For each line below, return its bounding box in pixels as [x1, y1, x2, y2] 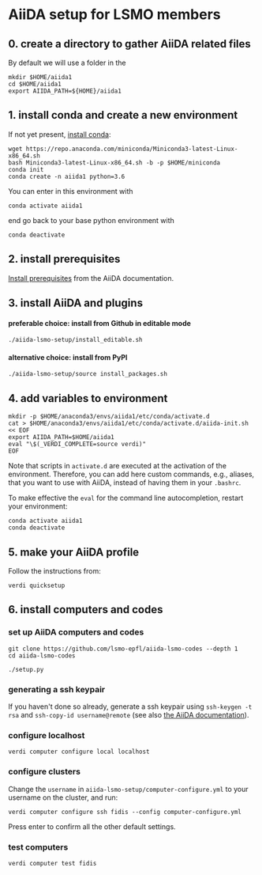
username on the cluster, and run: [8, 793, 118, 802]
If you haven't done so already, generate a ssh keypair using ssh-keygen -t [8, 702, 253, 711]
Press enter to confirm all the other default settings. [8, 821, 176, 831]
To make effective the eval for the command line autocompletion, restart [8, 493, 244, 503]
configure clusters [8, 766, 81, 777]
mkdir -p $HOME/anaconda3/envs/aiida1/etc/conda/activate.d [8, 413, 211, 421]
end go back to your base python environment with [8, 215, 175, 225]
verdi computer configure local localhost [8, 748, 150, 756]
